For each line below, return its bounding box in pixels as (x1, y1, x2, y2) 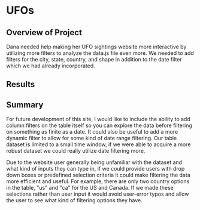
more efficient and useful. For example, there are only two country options (6, 178, 190, 185)
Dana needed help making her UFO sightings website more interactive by (6, 43, 187, 50)
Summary (6, 100, 44, 110)
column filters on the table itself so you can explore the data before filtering (6, 122, 193, 129)
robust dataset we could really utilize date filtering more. (6, 147, 146, 155)
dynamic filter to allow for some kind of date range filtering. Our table (6, 135, 177, 142)
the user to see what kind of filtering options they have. (6, 197, 143, 204)
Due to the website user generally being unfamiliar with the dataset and (6, 159, 183, 166)
